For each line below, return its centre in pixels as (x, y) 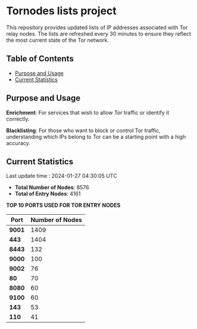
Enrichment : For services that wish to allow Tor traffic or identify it (88, 112)
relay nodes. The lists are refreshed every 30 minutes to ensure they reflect (99, 33)
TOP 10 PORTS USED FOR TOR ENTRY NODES (63, 205)
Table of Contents (40, 59)
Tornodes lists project (62, 11)
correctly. (18, 119)
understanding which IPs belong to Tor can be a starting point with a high (96, 137)
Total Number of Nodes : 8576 (52, 187)
